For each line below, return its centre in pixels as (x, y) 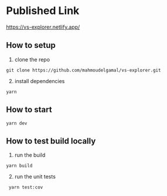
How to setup (31, 45)
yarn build (19, 166)
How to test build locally (51, 141)
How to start (29, 110)
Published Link (43, 11)
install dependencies (40, 81)
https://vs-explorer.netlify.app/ (43, 27)
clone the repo (32, 59)
